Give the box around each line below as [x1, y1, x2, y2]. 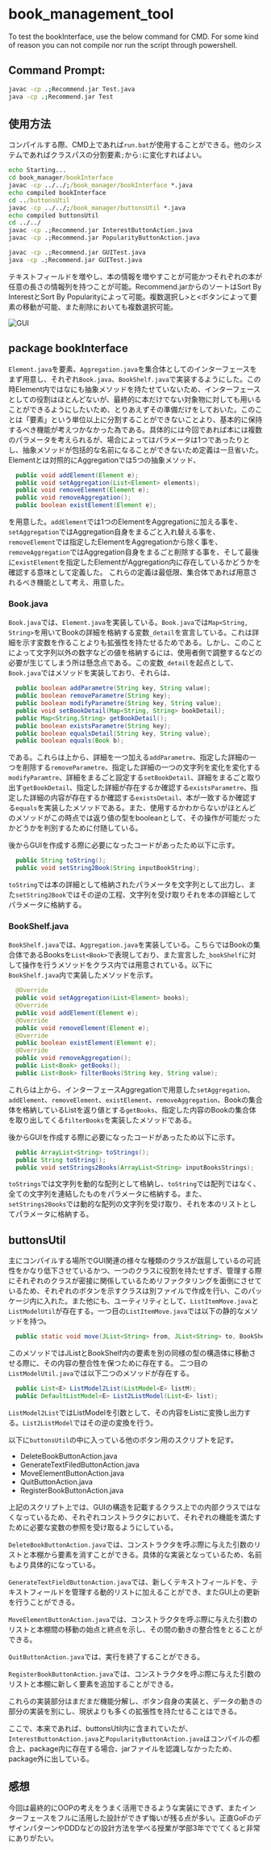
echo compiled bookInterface [8, 188, 106, 196]
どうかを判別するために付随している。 [15, 823, 143, 833]
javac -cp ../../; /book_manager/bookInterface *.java [8, 181, 194, 190]
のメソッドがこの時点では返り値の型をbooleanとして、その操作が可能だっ [8, 813, 254, 823]
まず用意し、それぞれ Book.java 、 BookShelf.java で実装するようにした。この [8, 374, 261, 384]
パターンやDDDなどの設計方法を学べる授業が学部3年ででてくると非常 [29, 1823, 261, 1832]
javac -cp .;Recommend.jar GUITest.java [8, 248, 147, 257]
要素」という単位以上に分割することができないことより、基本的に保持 [29, 414, 263, 424]
